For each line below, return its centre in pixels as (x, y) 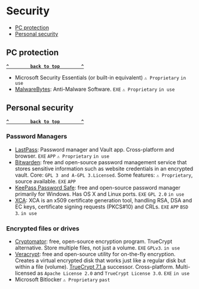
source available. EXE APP (45, 181)
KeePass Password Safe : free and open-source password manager (97, 187)
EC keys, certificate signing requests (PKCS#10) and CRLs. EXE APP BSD (101, 207)
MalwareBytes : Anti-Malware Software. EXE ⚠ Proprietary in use (95, 89)
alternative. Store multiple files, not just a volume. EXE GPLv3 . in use (97, 248)
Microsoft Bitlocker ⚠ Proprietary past (62, 279)
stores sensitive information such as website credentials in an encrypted (104, 168)
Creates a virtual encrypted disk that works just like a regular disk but (100, 260)
